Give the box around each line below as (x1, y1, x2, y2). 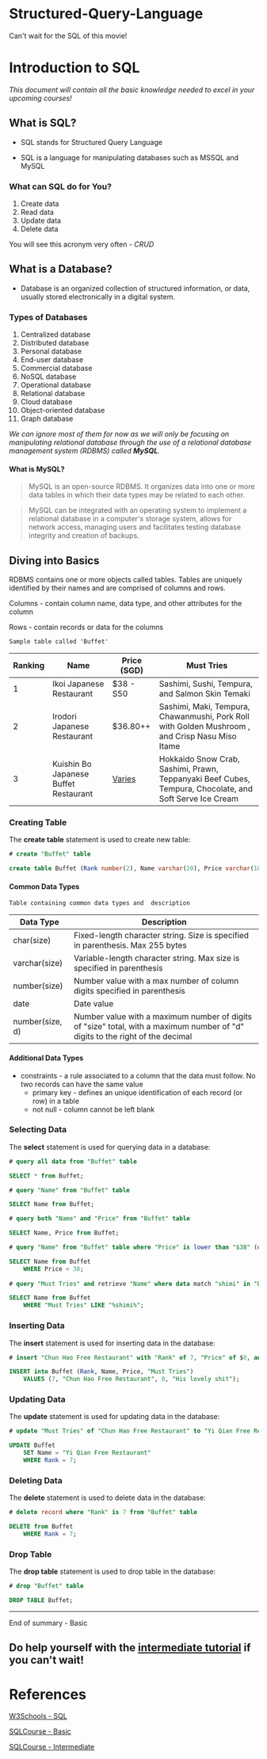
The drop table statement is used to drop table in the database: (9, 1566, 216, 1577)
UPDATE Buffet (9, 1441, 56, 1450)
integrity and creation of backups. (28, 531, 139, 540)
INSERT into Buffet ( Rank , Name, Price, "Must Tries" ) (9, 1368, 194, 1376)
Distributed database (20, 338, 90, 348)
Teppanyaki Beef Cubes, (158, 773, 250, 784)
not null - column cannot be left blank (32, 1105, 155, 1114)
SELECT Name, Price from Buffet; (9, 1229, 120, 1237)
